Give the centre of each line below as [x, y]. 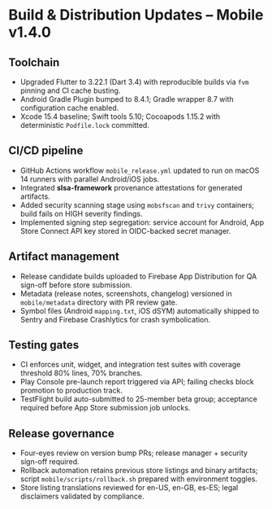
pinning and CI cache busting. [70, 90]
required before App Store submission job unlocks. [105, 408]
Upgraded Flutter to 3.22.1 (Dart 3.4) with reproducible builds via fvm [134, 82]
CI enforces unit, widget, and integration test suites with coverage [130, 365]
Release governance [62, 433]
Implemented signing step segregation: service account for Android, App [142, 222]
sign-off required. [50, 462]
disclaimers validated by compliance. [82, 496]
